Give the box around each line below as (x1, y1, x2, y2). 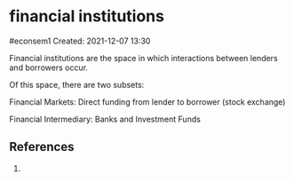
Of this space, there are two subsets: (9, 79, 145, 90)
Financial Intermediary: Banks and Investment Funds (9, 114, 202, 124)
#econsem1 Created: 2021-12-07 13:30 (9, 35, 151, 46)
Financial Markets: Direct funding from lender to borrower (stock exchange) (9, 96, 286, 107)
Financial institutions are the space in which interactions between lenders (9, 52, 278, 63)
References (9, 139, 75, 154)
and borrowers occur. (9, 62, 89, 73)
